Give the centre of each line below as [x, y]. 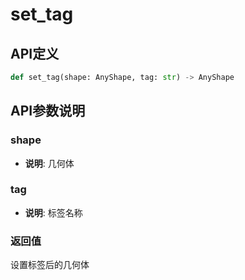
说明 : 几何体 [49, 163]
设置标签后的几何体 [50, 265]
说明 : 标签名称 [53, 212]
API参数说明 [48, 111]
